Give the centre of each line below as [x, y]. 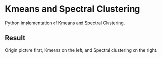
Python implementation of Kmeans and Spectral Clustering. [65, 23]
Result [15, 38]
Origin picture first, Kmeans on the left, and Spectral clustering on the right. [81, 50]
